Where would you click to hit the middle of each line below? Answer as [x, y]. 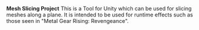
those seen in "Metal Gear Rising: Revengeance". [68, 21]
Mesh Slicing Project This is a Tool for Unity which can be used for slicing [99, 9]
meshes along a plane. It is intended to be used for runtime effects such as [99, 15]
